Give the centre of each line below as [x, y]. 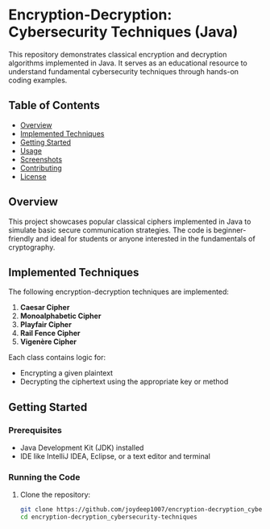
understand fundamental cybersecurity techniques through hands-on [124, 71]
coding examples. [38, 80]
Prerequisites [35, 430]
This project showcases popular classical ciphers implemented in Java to [130, 221]
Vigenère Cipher [48, 342]
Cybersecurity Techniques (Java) [123, 32]
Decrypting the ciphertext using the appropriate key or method [124, 382]
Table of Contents [54, 105]
